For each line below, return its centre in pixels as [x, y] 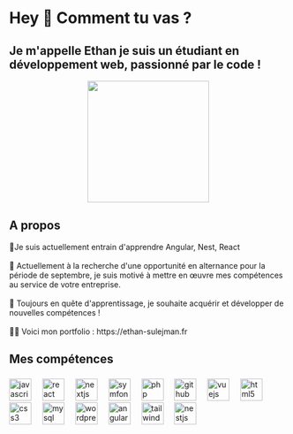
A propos [35, 226]
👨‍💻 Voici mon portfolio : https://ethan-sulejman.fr [98, 331]
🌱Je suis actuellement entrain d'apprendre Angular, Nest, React [125, 247]
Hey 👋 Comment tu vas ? [101, 18]
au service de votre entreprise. [65, 284]
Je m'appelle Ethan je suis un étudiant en [124, 51]
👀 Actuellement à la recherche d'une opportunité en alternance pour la [138, 265]
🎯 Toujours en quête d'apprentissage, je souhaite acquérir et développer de [146, 303]
